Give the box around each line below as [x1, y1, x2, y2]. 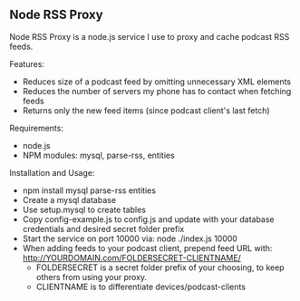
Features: [9, 58, 45, 69]
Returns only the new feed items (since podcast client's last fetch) [22, 104, 270, 116]
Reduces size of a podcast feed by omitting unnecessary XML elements [22, 76, 292, 87]
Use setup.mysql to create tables [22, 204, 147, 215]
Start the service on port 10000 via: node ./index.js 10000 [22, 233, 238, 244]
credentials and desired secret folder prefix [22, 223, 185, 234]
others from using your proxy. [35, 271, 148, 282]
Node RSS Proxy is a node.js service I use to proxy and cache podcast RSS [9, 31, 290, 42]
